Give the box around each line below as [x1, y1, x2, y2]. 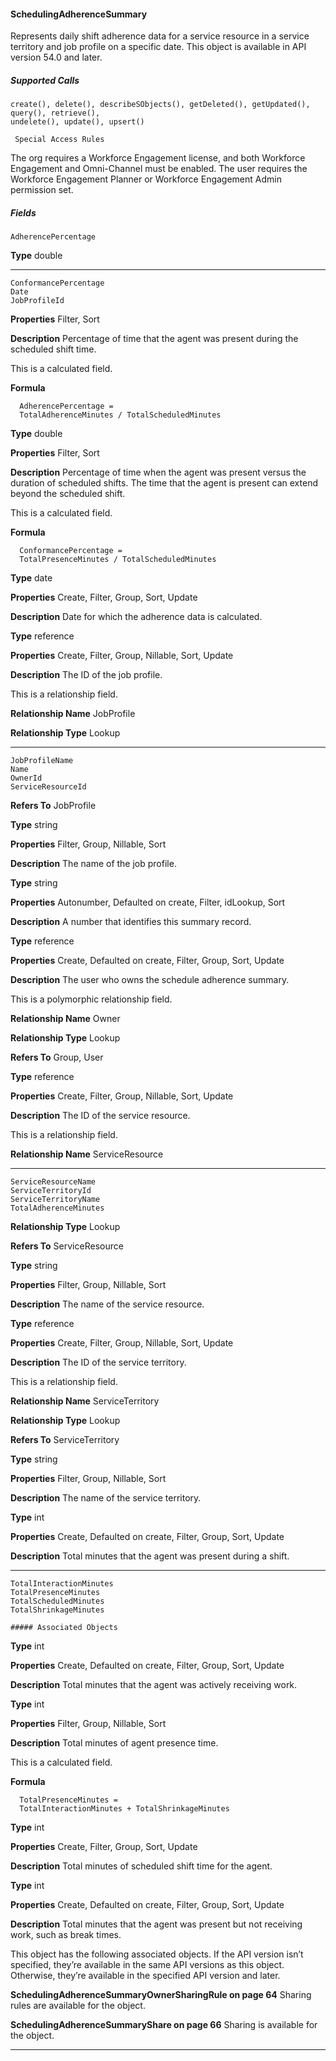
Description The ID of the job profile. [10, 669, 163, 681]
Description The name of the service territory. [10, 1492, 202, 1504]
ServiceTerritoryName [10, 1195, 101, 1205]
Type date [10, 572, 53, 584]
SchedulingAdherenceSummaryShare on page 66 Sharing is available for [10, 2019, 318, 2031]
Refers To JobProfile [10, 800, 97, 812]
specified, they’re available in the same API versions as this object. [10, 1959, 285, 1971]
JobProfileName [10, 756, 74, 766]
